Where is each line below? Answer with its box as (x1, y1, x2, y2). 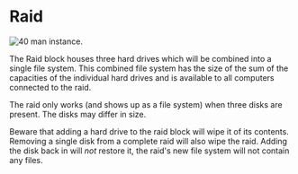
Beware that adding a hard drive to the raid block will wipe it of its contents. (9, 126, 290, 136)
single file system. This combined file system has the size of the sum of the (9, 63, 289, 74)
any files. (9, 154, 43, 165)
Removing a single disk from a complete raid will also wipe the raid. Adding (9, 135, 288, 146)
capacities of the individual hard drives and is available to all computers (9, 72, 275, 83)
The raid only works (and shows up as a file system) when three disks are (9, 99, 283, 109)
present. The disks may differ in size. (9, 109, 147, 119)
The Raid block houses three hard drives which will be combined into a (9, 53, 272, 64)
